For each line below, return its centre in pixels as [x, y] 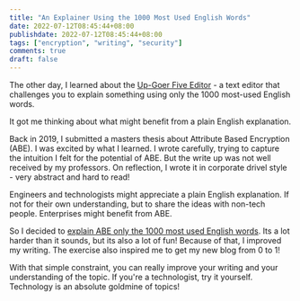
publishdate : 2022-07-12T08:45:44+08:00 [86, 34]
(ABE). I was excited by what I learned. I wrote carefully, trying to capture [145, 148]
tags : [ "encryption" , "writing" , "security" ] [96, 43]
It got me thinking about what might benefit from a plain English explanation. [150, 121]
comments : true [38, 51]
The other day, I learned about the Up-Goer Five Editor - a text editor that [145, 85]
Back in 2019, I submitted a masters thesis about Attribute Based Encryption [150, 139]
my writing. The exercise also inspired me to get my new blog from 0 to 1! [145, 250]
